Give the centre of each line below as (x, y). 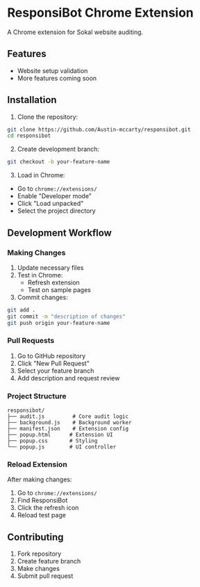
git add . (22, 310)
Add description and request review (68, 378)
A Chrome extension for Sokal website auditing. (75, 32)
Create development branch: (58, 149)
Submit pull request (45, 576)
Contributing (35, 537)
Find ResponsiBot (42, 500)
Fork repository (39, 554)
